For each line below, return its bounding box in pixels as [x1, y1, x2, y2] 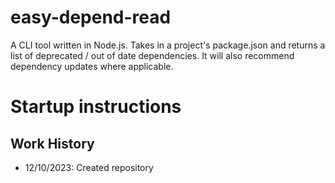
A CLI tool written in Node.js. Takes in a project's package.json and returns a [10, 39, 326, 51]
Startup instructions [10, 96, 182, 118]
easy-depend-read [10, 6, 172, 29]
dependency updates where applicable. [10, 60, 174, 72]
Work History [10, 135, 95, 152]
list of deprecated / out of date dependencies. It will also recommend [10, 49, 295, 61]
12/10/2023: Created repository [24, 161, 154, 173]
